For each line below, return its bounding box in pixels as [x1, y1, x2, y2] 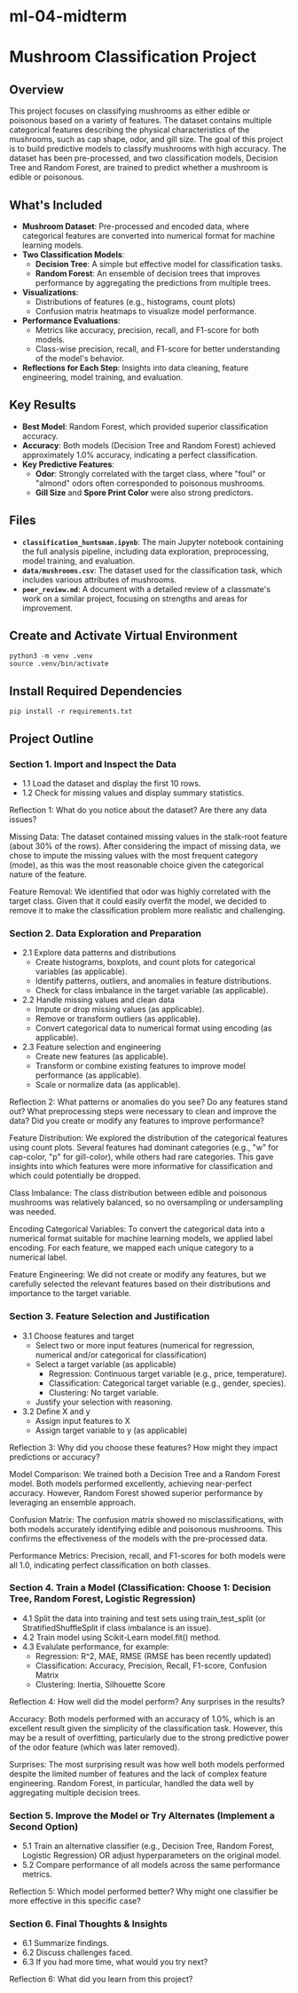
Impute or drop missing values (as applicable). [35, 1004, 205, 1015]
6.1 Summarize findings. [21, 1938, 109, 1949]
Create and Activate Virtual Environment [9, 629, 238, 644]
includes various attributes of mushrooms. [21, 574, 177, 585]
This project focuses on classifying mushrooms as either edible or [9, 106, 251, 116]
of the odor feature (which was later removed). [9, 1742, 180, 1752]
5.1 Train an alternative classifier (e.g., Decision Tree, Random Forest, [21, 1840, 275, 1852]
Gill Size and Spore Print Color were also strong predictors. [35, 486, 254, 498]
